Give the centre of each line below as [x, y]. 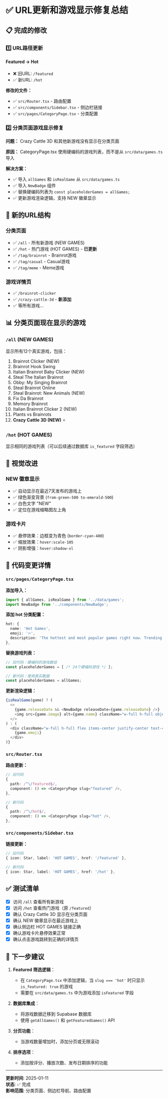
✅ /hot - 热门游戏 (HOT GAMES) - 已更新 [55, 249]
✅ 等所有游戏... [28, 305]
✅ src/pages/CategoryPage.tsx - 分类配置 [56, 114]
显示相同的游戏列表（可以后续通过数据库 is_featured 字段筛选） [72, 446]
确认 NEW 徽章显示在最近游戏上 [46, 920]
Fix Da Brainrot [28, 398]
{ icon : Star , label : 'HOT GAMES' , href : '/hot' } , [60, 872]
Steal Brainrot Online [34, 388]
